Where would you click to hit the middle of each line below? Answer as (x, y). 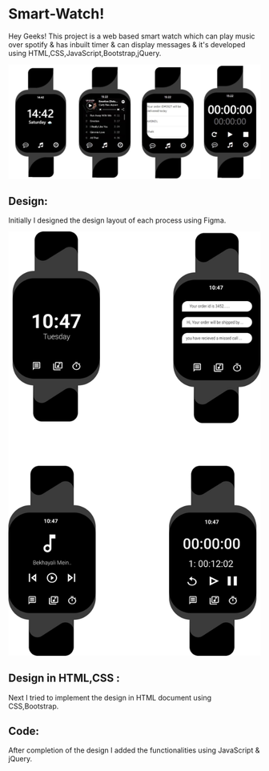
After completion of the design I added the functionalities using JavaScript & (134, 750)
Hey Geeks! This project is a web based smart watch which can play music (132, 36)
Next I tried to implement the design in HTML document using (110, 697)
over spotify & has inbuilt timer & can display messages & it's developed (127, 44)
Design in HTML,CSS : (64, 679)
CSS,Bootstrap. (34, 706)
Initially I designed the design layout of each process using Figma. (117, 220)
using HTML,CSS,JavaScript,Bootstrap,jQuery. (85, 53)
